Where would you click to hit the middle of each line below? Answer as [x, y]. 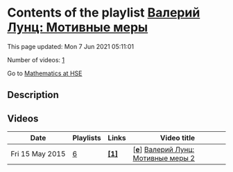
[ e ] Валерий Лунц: [164, 150]
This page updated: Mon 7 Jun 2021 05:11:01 [70, 46]
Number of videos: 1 [36, 59]
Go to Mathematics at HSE [45, 73]
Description [33, 95]
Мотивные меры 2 [164, 158]
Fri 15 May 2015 [38, 154]
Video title [178, 138]
